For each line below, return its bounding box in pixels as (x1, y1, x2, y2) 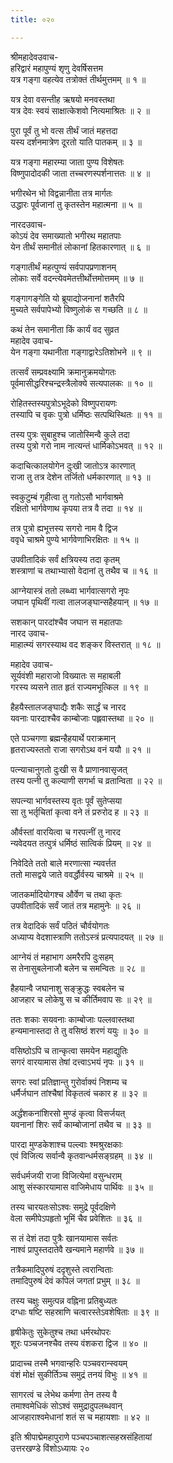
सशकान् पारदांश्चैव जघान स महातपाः (10, 616, 123, 628)
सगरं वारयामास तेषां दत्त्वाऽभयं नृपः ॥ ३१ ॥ (10, 1056, 144, 1068)
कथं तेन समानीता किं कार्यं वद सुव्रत (10, 323, 120, 335)
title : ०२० (10, 14, 55, 25)
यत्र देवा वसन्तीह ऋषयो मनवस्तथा (10, 93, 115, 105)
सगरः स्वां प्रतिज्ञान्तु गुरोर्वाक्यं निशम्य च (10, 1076, 128, 1088)
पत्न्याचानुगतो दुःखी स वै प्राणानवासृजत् (10, 763, 128, 775)
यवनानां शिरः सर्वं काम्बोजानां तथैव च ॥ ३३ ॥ (10, 1118, 152, 1130)
